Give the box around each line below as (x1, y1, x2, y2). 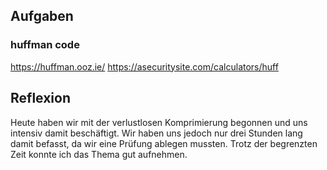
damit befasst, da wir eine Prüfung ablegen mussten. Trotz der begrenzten (10, 137, 318, 149)
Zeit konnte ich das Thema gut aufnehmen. (10, 148, 188, 160)
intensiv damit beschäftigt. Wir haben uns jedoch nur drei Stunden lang (10, 127, 303, 139)
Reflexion (10, 90, 72, 107)
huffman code (10, 38, 80, 52)
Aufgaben (10, 8, 74, 25)
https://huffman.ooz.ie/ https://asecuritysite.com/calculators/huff (10, 60, 279, 73)
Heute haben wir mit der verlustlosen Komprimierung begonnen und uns (10, 116, 308, 128)
